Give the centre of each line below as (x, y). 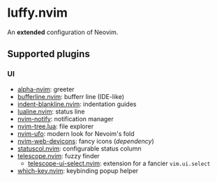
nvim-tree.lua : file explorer (55, 126)
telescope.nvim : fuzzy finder (58, 156)
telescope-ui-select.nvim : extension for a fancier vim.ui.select (119, 163)
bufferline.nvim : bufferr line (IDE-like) (70, 96)
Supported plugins (49, 54)
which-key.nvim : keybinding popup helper (78, 170)
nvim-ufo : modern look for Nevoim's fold (76, 133)
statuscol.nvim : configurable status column (79, 149)
